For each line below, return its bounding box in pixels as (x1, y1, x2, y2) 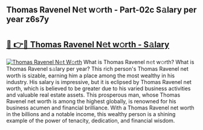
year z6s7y (6, 15, 50, 25)
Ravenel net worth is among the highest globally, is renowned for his (6, 98, 176, 105)
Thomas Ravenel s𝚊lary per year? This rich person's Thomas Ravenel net (6, 65, 189, 72)
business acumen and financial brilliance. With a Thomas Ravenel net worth (6, 104, 195, 111)
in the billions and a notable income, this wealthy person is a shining (6, 111, 176, 117)
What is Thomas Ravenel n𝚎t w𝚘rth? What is (83, 59, 195, 65)
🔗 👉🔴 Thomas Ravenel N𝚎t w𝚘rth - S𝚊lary (6, 39, 170, 50)
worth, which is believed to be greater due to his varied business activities (6, 85, 191, 92)
